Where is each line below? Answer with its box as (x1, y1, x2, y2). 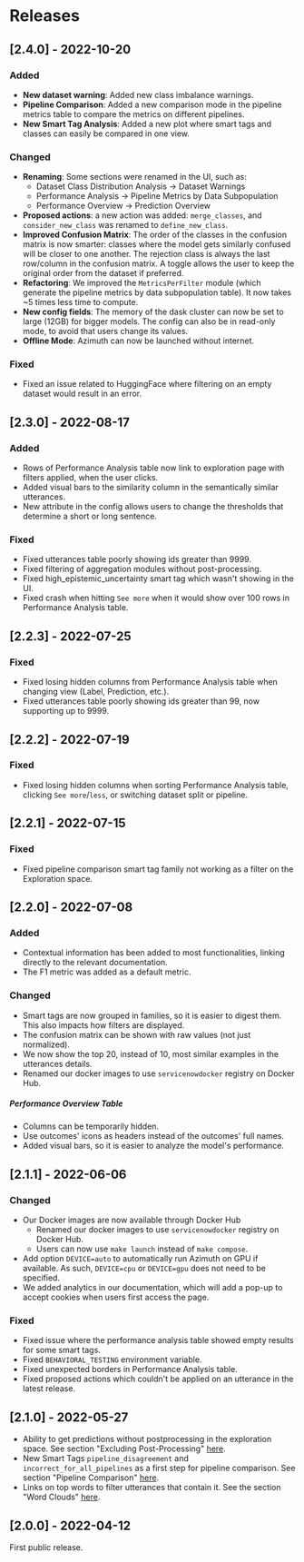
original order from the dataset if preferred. (22, 268, 184, 279)
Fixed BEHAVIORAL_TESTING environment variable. (22, 1354, 202, 1365)
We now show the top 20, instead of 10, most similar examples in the (22, 1048, 279, 1059)
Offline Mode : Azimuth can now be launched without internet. (22, 335, 255, 346)
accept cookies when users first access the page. (22, 1291, 210, 1303)
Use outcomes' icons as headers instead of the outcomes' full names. (22, 1131, 284, 1142)
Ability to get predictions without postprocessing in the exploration (22, 1434, 272, 1445)
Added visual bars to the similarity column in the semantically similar (22, 482, 279, 493)
